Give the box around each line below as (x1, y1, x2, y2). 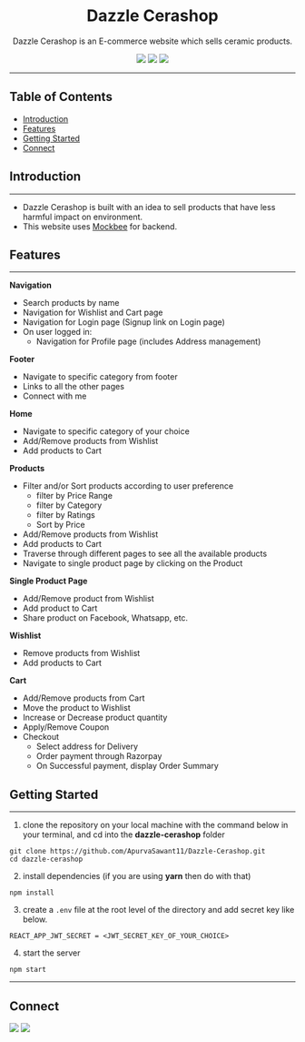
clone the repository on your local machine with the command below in (22, 820, 289, 831)
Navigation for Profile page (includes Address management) (35, 336, 261, 347)
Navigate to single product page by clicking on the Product (22, 558, 243, 569)
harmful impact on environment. (22, 211, 143, 222)
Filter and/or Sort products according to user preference (22, 481, 234, 491)
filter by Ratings (35, 510, 95, 521)
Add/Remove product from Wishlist (22, 593, 154, 604)
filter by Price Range (35, 491, 113, 501)
